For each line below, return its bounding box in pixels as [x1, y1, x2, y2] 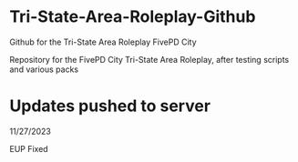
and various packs [9, 64, 79, 75]
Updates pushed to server [9, 96, 211, 116]
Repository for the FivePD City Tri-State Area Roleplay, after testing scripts [9, 54, 290, 65]
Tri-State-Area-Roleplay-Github [9, 6, 256, 27]
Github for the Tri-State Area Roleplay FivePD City [9, 36, 198, 47]
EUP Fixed [9, 143, 48, 154]
